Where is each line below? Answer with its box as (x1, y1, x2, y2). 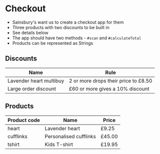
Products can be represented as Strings (12, 40, 94, 46)
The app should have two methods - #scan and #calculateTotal (12, 35, 142, 41)
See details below (12, 30, 49, 35)
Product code (7, 117, 40, 123)
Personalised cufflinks (44, 133, 96, 140)
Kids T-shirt (44, 141, 73, 148)
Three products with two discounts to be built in (12, 24, 110, 30)
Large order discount (7, 85, 57, 92)
